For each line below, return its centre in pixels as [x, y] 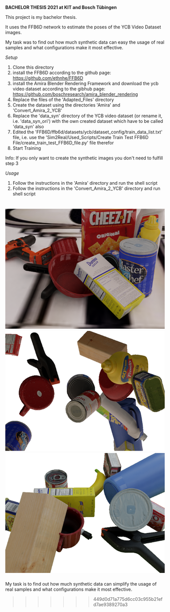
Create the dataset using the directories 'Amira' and [66, 105]
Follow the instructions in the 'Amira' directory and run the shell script [85, 183]
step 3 [12, 163]
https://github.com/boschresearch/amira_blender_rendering [75, 94]
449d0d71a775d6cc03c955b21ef [128, 599]
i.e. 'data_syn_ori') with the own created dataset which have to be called [88, 121]
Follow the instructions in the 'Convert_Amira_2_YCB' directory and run [87, 188]
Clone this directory [33, 67]
